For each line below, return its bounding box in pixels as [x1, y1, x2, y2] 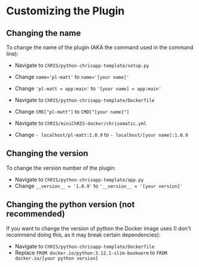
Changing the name [6, 28, 81, 38]
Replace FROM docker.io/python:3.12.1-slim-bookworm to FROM [14, 249, 167, 256]
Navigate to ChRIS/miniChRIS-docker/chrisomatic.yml [14, 119, 147, 127]
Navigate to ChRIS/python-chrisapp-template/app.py [14, 176, 144, 183]
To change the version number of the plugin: [6, 164, 116, 171]
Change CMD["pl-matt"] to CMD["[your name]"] [14, 108, 130, 115]
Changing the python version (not [6, 200, 135, 210]
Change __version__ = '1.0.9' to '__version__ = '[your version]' [14, 182, 183, 189]
